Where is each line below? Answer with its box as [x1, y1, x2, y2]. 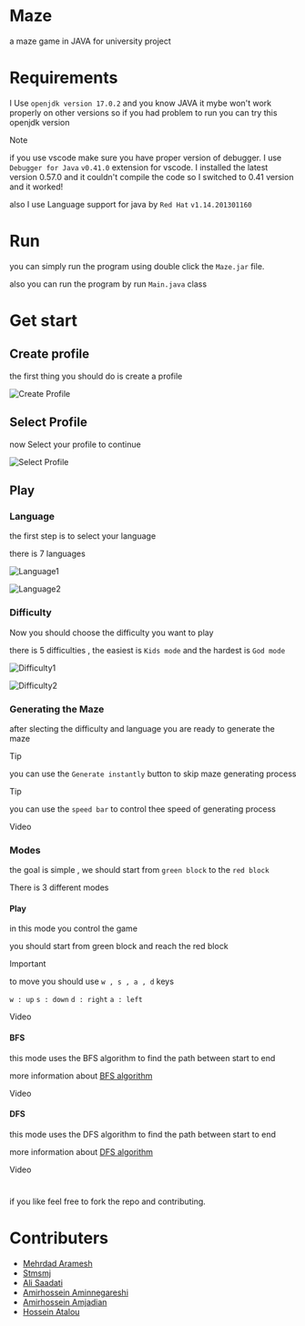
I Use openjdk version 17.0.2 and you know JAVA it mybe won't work [9, 97, 272, 108]
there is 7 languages [9, 548, 86, 560]
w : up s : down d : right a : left [9, 996, 143, 1005]
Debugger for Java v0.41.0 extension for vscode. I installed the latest [9, 161, 269, 173]
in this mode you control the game [9, 923, 138, 934]
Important [9, 958, 46, 969]
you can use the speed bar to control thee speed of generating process [9, 803, 276, 815]
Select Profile [9, 415, 88, 430]
